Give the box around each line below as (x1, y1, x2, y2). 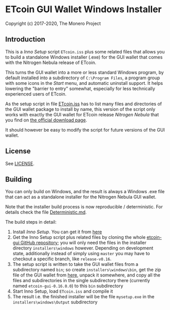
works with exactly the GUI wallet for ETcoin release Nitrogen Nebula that (5, 111, 159, 117)
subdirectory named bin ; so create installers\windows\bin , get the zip (12, 267, 161, 273)
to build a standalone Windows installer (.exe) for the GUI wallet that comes (5, 54, 163, 60)
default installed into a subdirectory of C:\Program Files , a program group (5, 75, 160, 81)
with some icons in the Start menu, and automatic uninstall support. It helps (5, 80, 163, 86)
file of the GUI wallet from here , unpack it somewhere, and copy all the (12, 272, 161, 278)
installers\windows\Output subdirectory (12, 299, 98, 305)
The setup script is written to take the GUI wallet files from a (12, 261, 139, 267)
